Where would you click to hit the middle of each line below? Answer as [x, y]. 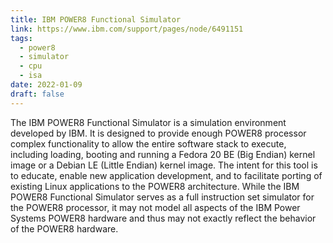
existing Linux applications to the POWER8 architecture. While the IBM [155, 186]
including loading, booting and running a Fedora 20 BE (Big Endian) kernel [163, 154]
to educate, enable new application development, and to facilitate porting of [166, 175]
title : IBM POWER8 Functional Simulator [96, 19]
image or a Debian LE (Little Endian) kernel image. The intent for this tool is [164, 165]
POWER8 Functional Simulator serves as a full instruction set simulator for [162, 197]
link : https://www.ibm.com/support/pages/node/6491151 [127, 29]
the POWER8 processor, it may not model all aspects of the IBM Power [155, 207]
